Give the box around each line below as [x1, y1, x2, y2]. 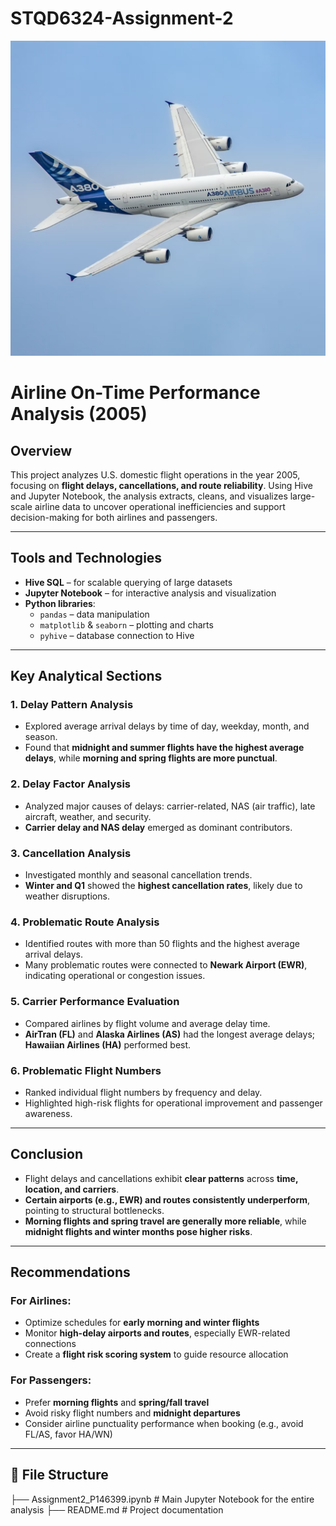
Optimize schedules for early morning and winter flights [24, 1317, 260, 1329]
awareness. [24, 1107, 73, 1119]
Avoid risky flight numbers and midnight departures [24, 1407, 241, 1419]
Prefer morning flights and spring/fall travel [24, 1396, 210, 1408]
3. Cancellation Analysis [10, 846, 132, 860]
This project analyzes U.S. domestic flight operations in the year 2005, [10, 468, 301, 481]
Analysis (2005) [10, 403, 148, 426]
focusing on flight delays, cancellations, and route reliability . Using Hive [10, 479, 313, 491]
